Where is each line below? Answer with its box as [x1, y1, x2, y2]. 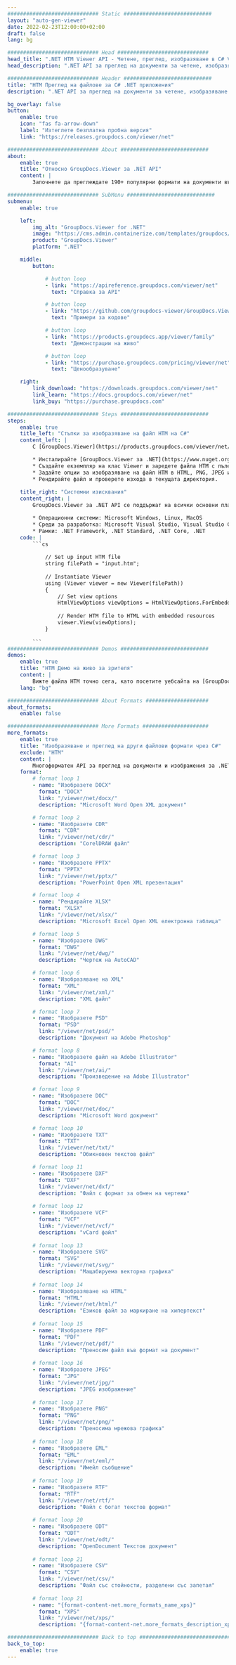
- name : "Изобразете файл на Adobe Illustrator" [32, 1053, 178, 1060]
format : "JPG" [38, 1372, 80, 1380]
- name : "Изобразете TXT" [32, 1131, 109, 1138]
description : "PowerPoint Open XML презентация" [38, 879, 184, 886]
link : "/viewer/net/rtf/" [38, 1497, 114, 1504]
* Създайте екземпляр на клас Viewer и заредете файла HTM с [32, 462, 216, 470]
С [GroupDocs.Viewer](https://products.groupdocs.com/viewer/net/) [32, 444, 234, 451]
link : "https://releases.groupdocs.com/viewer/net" [20, 133, 174, 141]
